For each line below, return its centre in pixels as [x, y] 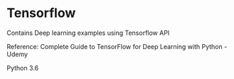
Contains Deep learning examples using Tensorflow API [88, 33]
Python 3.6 [23, 68]
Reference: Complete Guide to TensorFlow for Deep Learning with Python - [117, 46]
